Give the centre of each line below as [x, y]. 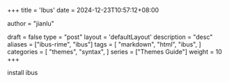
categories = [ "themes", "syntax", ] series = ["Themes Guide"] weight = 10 [115, 52]
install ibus [23, 73]
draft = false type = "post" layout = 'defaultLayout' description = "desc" [110, 37]
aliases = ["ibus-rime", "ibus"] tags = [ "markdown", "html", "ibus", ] [104, 44]
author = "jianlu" [31, 23]
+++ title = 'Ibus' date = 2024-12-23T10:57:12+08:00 [83, 10]
